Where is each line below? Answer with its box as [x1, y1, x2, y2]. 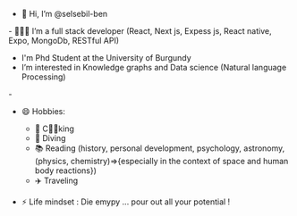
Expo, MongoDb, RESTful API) [8, 36, 120, 46]
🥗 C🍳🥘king [34, 123, 75, 134]
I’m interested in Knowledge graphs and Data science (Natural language [21, 62, 287, 72]
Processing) [21, 71, 66, 82]
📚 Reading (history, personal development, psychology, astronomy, [34, 143, 285, 154]
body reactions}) [34, 165, 98, 176]
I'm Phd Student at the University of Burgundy [21, 53, 191, 62]
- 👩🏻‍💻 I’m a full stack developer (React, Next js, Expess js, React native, [8, 26, 272, 36]
